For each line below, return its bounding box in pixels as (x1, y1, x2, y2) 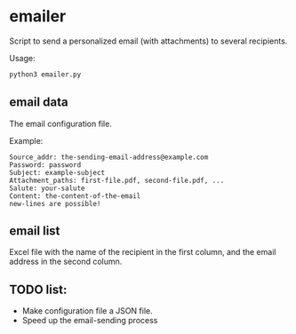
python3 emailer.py (9, 69, 82, 79)
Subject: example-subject (9, 168, 105, 177)
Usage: (9, 52, 36, 63)
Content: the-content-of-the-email (9, 191, 141, 201)
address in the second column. (9, 256, 123, 267)
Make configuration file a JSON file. (21, 306, 153, 316)
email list (9, 224, 60, 239)
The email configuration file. (9, 118, 113, 129)
